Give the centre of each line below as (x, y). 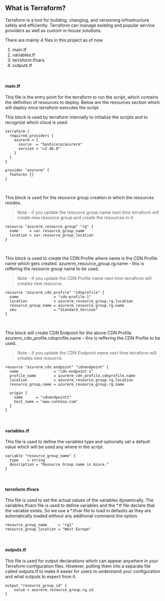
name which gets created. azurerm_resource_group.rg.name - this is (75, 264)
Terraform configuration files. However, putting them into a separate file (78, 566)
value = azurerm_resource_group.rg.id (54, 590)
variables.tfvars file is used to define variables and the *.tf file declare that (80, 505)
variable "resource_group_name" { (41, 456)
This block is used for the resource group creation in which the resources (80, 198)
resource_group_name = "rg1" (39, 525)
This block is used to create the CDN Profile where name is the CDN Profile (81, 258)
